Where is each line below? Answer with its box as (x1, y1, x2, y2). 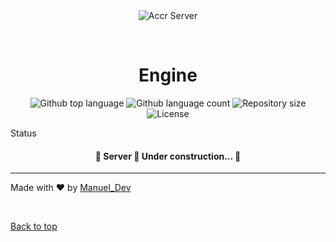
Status (10, 127, 37, 139)
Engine (138, 64, 198, 87)
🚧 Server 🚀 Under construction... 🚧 (94, 150, 242, 162)
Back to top (10, 220, 58, 233)
